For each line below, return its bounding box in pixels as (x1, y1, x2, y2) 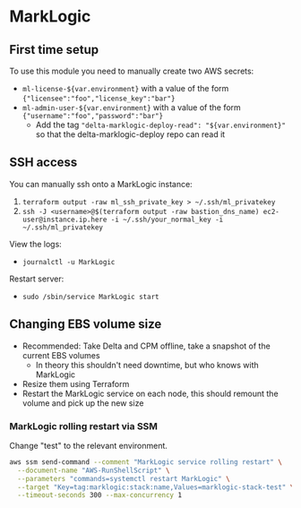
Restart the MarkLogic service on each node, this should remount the (21, 388, 279, 399)
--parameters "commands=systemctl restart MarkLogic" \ (17, 474, 230, 483)
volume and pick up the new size (21, 397, 144, 409)
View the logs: (9, 238, 63, 249)
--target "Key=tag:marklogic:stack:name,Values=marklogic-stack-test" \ (17, 482, 295, 492)
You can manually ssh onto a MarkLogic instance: (9, 178, 193, 189)
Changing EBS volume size (9, 316, 162, 332)
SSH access (9, 155, 78, 170)
